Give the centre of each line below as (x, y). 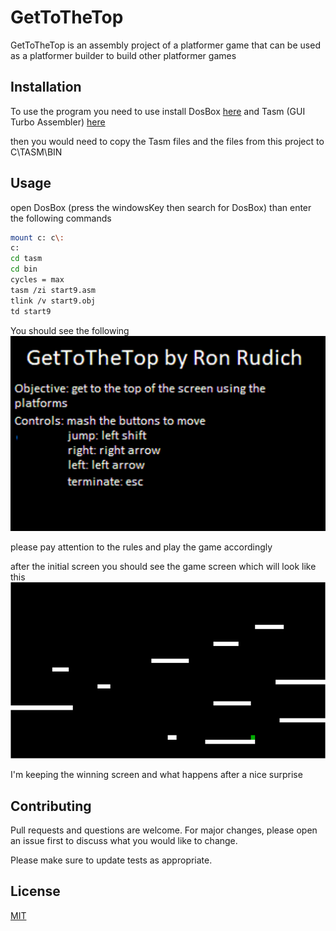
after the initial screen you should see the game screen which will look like (163, 567)
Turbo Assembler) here (58, 122)
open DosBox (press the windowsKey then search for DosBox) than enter (161, 207)
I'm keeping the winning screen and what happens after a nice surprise (156, 775)
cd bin (24, 269)
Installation (46, 87)
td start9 (31, 311)
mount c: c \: (37, 237)
